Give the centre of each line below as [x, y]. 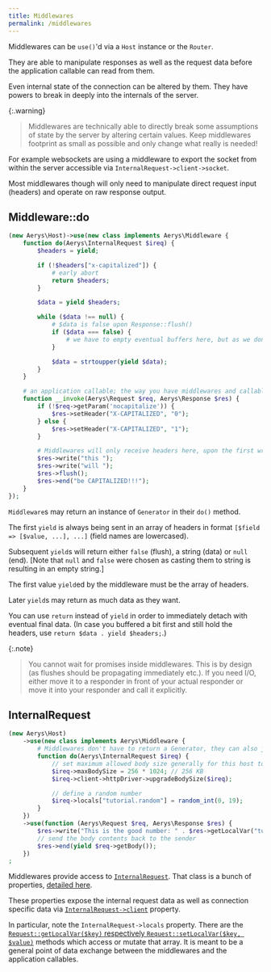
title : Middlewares [41, 16]
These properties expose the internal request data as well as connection [128, 901]
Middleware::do [49, 217]
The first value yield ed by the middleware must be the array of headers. [129, 584]
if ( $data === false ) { [91, 332]
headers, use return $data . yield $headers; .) [88, 633]
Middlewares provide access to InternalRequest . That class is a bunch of [130, 877]
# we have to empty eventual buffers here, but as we [158, 339]
